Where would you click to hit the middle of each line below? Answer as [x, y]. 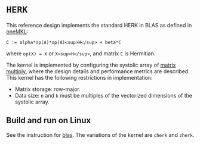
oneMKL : [17, 32]
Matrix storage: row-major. [47, 89]
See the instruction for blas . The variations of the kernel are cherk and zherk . [100, 134]
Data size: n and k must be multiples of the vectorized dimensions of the [104, 95]
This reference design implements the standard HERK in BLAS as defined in [99, 25]
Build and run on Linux [49, 120]
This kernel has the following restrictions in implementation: [80, 77]
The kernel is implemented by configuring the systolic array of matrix [91, 65]
